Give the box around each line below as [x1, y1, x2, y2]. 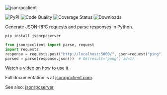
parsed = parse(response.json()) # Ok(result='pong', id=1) [5, 56, 135, 61]
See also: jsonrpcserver [5, 84, 54, 90]
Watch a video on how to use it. [5, 65, 70, 71]
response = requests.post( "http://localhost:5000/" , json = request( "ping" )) [5, 51, 166, 56]
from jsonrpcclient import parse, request [5, 42, 94, 47]
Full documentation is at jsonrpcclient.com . [5, 75, 93, 81]
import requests [5, 47, 39, 52]
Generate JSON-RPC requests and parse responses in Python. [5, 24, 133, 30]
